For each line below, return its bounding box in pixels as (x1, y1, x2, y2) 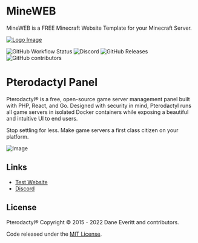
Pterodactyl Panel (6, 76, 98, 89)
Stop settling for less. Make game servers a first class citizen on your (6, 126, 179, 134)
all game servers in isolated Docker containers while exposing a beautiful (6, 108, 189, 116)
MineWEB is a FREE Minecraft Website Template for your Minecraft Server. (6, 24, 192, 32)
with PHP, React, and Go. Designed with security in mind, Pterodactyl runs (6, 102, 192, 109)
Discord (15, 185, 35, 192)
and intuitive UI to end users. (6, 115, 78, 122)
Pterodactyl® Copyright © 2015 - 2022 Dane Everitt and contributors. (6, 218, 180, 225)
